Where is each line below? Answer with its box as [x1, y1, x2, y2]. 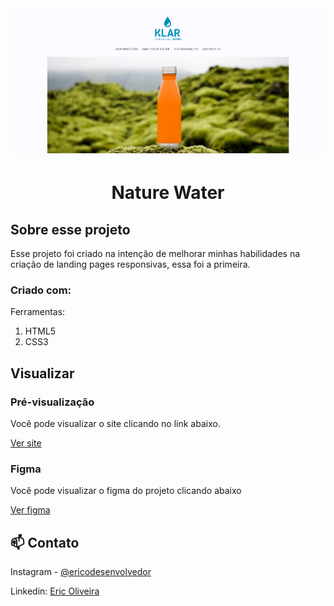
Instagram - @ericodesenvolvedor [10, 566, 152, 578]
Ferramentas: [10, 306, 66, 318]
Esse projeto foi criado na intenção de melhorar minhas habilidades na [10, 247, 301, 259]
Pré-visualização [10, 395, 95, 409]
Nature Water [111, 182, 225, 204]
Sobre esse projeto [10, 221, 131, 238]
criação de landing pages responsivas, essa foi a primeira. [10, 258, 251, 270]
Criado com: [10, 283, 72, 297]
